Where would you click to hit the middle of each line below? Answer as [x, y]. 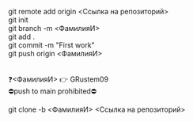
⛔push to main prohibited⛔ [53, 91]
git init [19, 20]
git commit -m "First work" [51, 45]
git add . [22, 36]
